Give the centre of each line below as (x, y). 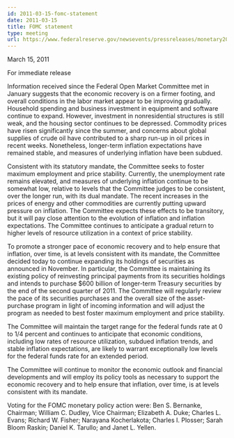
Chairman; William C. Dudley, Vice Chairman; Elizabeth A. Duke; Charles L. (114, 413)
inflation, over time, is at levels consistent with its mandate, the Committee (114, 254)
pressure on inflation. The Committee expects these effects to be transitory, (116, 211)
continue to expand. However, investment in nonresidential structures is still (116, 116)
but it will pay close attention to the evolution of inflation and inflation (106, 218)
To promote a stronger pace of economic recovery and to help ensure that (114, 247)
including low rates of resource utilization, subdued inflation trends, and (110, 341)
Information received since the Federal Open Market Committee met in (108, 86)
